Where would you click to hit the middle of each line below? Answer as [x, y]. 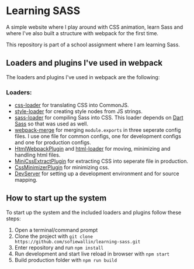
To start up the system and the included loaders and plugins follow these [94, 212]
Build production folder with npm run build [66, 260]
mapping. [26, 180]
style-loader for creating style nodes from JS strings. [79, 111]
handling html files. [37, 155]
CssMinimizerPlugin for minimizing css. [62, 168]
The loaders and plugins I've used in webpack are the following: [83, 77]
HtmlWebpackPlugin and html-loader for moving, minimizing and [92, 149]
